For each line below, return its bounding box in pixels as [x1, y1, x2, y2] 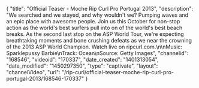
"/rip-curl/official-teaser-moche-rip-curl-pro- [62, 69, 174, 75]
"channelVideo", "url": [6, 69, 61, 75]
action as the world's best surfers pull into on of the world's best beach [6, 24, 183, 31]
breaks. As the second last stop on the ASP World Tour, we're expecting [6, 31, 184, 38]
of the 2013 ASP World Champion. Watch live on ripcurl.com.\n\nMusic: [6, 43, 183, 50]
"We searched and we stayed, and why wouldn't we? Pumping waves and [6, 11, 189, 19]
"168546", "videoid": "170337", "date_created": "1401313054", [6, 56, 159, 63]
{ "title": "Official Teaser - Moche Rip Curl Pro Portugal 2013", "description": [6, 5, 194, 12]
